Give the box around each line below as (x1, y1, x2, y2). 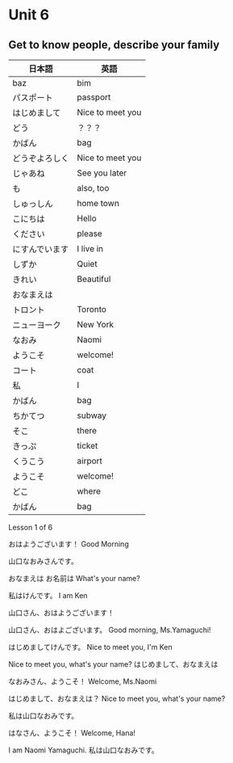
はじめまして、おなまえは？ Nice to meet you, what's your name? (8, 693, 226, 703)
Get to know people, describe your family (8, 38, 220, 52)
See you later (77, 167, 127, 179)
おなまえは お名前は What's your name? (8, 574, 141, 583)
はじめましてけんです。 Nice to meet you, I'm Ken (8, 643, 173, 651)
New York (77, 319, 114, 330)
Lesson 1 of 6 (8, 523, 53, 532)
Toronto (77, 304, 107, 314)
